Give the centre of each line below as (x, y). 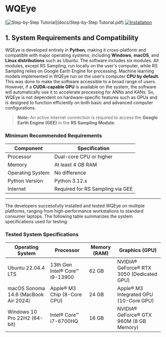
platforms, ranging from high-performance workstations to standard (74, 211)
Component (28, 148)
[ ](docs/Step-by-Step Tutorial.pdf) (64, 22)
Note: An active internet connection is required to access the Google (87, 117)
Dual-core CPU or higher (83, 157)
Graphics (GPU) (138, 250)
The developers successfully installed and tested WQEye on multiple (75, 206)
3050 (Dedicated (137, 274)
